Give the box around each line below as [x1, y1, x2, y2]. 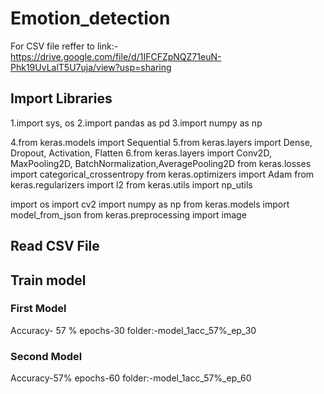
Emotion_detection [10, 7, 171, 30]
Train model [10, 272, 87, 289]
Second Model [10, 349, 83, 363]
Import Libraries [10, 90, 113, 107]
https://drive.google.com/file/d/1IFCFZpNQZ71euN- [10, 50, 222, 62]
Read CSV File [10, 238, 100, 255]
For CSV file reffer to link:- [10, 40, 119, 52]
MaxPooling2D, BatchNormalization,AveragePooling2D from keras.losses [10, 157, 312, 169]
